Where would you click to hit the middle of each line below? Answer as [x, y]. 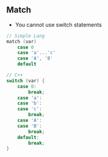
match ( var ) [21, 41]
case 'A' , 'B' [35, 58]
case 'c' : [30, 109]
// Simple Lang [26, 36]
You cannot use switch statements [58, 24]
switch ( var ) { [26, 81]
